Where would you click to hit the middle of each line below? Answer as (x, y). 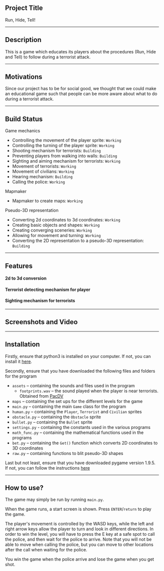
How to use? (24, 488)
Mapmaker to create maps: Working (47, 201)
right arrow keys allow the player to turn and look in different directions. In (79, 529)
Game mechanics (23, 131)
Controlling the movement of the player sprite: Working (67, 140)
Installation (22, 345)
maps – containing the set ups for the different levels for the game (77, 401)
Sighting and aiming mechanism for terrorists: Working (66, 161)
